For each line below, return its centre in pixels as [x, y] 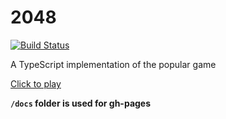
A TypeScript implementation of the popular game [113, 64]
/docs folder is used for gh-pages [81, 103]
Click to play [36, 83]
